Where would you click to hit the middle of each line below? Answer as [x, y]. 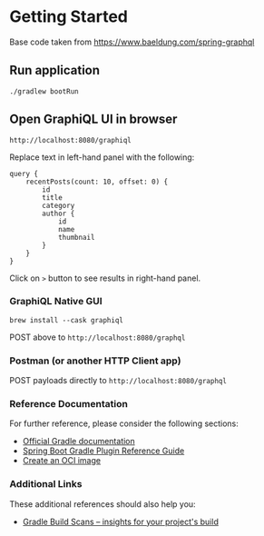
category [59, 205]
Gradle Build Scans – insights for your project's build [121, 521]
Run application [55, 70]
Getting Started [69, 17]
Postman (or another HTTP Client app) [95, 361]
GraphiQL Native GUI [56, 302]
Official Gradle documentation [79, 442]
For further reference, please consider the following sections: [124, 423]
